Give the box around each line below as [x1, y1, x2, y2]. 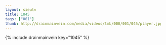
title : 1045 [5, 12, 30, 17]
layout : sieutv [5, 7, 37, 12]
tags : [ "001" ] [5, 16, 35, 21]
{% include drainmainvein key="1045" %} [5, 35, 90, 41]
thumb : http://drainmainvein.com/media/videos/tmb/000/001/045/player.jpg [5, 21, 163, 26]
